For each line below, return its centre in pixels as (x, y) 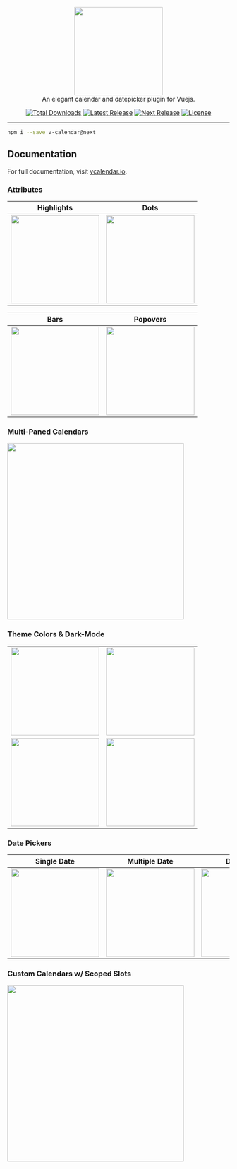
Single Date (55, 861)
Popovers (150, 319)
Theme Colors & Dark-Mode (56, 634)
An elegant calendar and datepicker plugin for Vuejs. (119, 99)
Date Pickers (30, 843)
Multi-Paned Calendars (48, 432)
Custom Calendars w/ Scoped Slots (69, 974)
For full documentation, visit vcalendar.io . (67, 171)
